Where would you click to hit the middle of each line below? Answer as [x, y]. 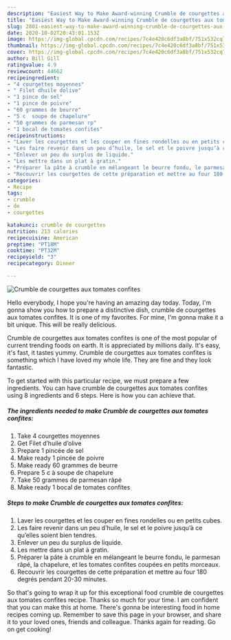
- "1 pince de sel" [35, 97]
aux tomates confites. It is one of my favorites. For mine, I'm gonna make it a [115, 317]
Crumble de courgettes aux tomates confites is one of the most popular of [112, 338]
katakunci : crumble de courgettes [57, 225]
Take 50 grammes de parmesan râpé [69, 480]
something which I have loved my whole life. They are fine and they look [109, 360]
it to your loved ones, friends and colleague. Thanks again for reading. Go [111, 621]
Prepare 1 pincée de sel [50, 450]
